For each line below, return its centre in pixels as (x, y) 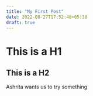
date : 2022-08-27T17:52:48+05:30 (47, 17)
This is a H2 (28, 73)
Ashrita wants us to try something (47, 87)
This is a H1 (34, 51)
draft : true (20, 22)
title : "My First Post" (35, 11)
